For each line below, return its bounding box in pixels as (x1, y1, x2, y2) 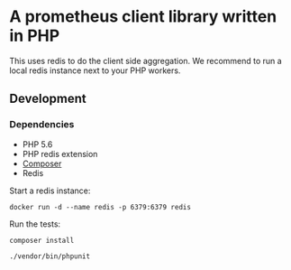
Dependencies (9, 118, 75, 131)
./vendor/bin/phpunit (9, 251, 91, 261)
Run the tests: (9, 219, 61, 229)
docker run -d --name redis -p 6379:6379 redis (9, 202, 192, 211)
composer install (9, 236, 75, 245)
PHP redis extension (22, 148, 98, 159)
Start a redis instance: (9, 185, 91, 196)
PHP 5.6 (22, 138, 53, 150)
